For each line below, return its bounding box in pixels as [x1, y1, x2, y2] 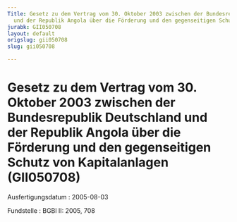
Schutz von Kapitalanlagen [7, 154, 169, 171]
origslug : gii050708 [7, 37, 68, 44]
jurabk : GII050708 [7, 23, 61, 30]
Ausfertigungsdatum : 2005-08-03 [7, 192, 109, 201]
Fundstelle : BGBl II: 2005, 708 [7, 206, 95, 215]
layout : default [7, 30, 55, 37]
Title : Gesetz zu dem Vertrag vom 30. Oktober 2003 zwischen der [7, 10, 203, 18]
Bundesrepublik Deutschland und [7, 110, 208, 125]
